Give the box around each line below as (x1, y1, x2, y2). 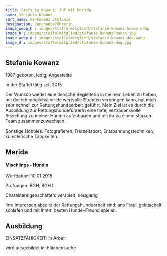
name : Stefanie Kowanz (5, 12, 53, 17)
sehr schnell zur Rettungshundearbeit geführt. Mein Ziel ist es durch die (5, 102, 154, 108)
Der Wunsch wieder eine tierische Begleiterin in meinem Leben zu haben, (5, 91, 157, 97)
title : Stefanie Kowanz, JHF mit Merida (5, 7, 92, 13)
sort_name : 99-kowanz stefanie (5, 17, 71, 22)
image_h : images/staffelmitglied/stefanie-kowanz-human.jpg (5, 31, 136, 36)
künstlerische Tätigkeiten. (5, 133, 59, 139)
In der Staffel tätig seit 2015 (5, 81, 62, 88)
